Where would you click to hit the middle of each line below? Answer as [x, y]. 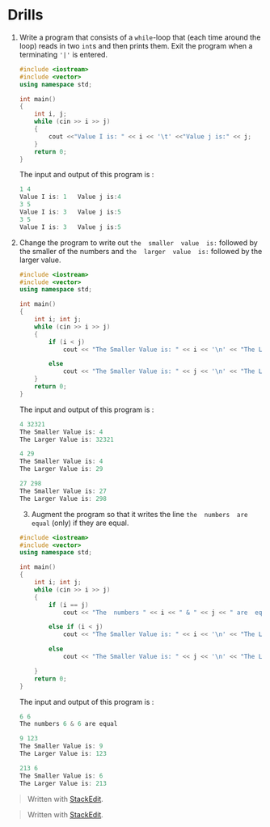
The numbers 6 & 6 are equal [68, 724]
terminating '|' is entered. [63, 54]
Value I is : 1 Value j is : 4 [70, 197]
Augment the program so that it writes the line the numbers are [139, 514]
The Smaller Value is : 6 [61, 776]
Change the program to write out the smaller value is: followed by [138, 242]
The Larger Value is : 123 [63, 754]
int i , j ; [51, 114]
